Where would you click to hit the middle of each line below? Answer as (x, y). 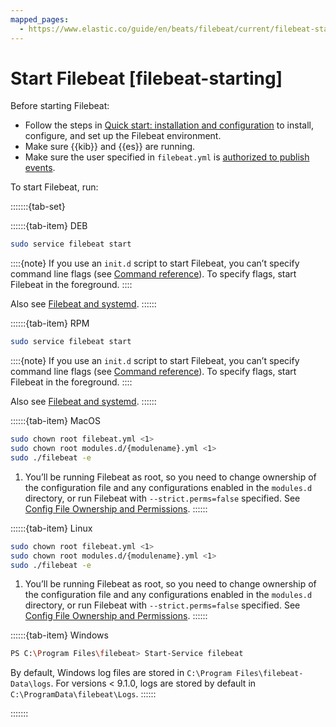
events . (40, 168)
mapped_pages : (40, 19)
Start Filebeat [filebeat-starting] (146, 78)
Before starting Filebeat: (60, 106)
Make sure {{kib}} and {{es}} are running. (110, 147)
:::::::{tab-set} (38, 207)
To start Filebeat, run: (54, 187)
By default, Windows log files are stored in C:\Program (121, 673)
